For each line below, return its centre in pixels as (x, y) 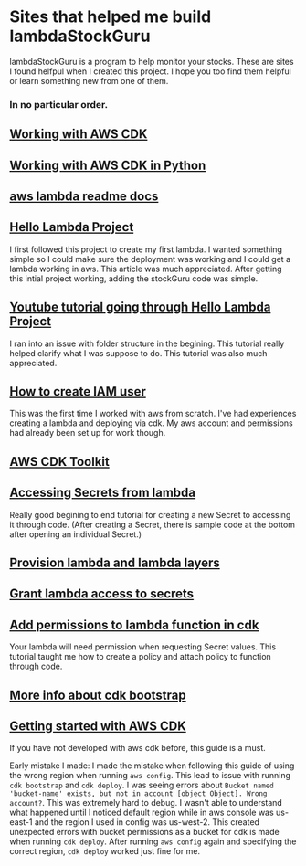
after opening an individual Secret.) (76, 534)
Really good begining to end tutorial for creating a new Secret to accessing (150, 514)
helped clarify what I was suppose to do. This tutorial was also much (138, 353)
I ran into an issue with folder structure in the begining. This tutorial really (147, 343)
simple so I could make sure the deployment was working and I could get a (150, 259)
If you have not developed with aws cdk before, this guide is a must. (138, 748)
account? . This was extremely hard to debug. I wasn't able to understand (146, 803)
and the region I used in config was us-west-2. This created (147, 822)
